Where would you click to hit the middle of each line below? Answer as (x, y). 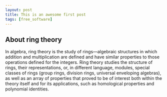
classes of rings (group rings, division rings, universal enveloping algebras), (83, 73)
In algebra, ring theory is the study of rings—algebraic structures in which (81, 52)
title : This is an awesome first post (45, 15)
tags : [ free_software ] (29, 19)
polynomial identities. (27, 89)
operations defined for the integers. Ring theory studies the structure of (79, 62)
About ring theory (33, 39)
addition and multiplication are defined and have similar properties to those (82, 57)
